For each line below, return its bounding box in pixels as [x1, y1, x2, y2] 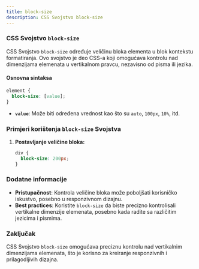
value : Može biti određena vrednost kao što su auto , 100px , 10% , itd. [14, 109, 180, 117]
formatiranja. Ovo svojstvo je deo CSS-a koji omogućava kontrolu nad [6, 54, 179, 61]
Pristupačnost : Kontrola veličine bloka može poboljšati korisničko [14, 189, 177, 196]
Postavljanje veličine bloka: [14, 138, 85, 145]
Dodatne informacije [6, 175, 67, 184]
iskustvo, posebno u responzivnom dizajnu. [14, 195, 123, 202]
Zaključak [6, 229, 36, 238]
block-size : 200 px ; [20, 156, 70, 162]
